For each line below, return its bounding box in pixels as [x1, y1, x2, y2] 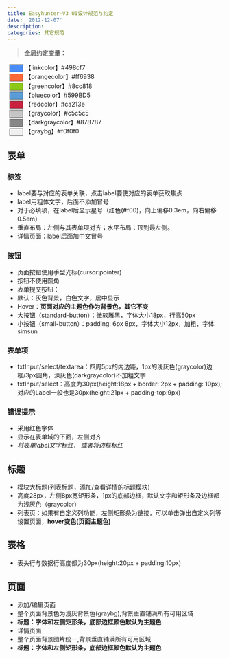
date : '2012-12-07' [7, 17, 63, 23]
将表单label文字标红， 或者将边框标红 [16, 441, 123, 450]
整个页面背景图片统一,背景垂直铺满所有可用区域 [16, 635, 152, 643]
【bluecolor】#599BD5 [25, 91, 91, 99]
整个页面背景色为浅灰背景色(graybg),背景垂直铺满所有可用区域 [16, 609, 194, 617]
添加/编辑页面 [16, 600, 56, 608]
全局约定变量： [23, 49, 67, 57]
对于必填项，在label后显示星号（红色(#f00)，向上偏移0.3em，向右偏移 [16, 206, 217, 215]
